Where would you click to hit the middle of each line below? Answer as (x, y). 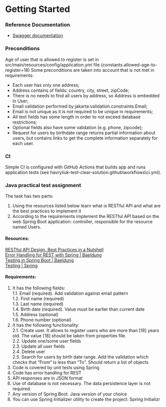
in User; (20, 101)
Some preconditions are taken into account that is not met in (93, 70)
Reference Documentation (38, 25)
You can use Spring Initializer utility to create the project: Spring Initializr (86, 399)
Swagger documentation (38, 35)
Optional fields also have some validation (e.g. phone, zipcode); (78, 127)
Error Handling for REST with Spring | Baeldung (53, 255)
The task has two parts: (29, 196)
